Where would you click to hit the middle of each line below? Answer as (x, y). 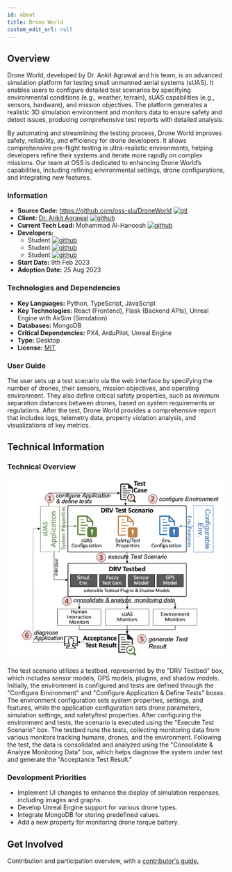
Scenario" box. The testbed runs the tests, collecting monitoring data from (114, 730)
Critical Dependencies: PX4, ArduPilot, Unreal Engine (94, 333)
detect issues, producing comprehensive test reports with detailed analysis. (116, 120)
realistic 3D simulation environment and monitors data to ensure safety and (115, 112)
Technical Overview (42, 467)
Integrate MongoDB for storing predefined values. (89, 815)
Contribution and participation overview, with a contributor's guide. (103, 861)
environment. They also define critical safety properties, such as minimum (113, 396)
